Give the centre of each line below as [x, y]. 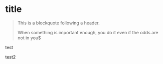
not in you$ [29, 38]
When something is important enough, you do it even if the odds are [88, 32]
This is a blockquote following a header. [58, 23]
